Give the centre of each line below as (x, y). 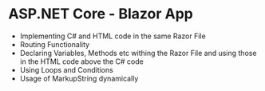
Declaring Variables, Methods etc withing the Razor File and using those (138, 53)
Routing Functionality (55, 44)
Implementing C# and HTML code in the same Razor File (113, 36)
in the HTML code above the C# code (81, 61)
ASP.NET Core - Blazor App (101, 14)
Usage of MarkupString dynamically (79, 78)
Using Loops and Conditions (66, 69)
